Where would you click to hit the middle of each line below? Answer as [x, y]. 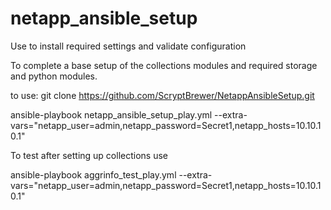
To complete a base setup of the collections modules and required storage [164, 65]
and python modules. [54, 76]
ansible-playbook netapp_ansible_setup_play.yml [111, 114]
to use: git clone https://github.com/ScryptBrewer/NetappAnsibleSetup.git [162, 95]
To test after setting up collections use [89, 155]
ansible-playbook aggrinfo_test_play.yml [93, 174]
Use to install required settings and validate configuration [128, 46]
